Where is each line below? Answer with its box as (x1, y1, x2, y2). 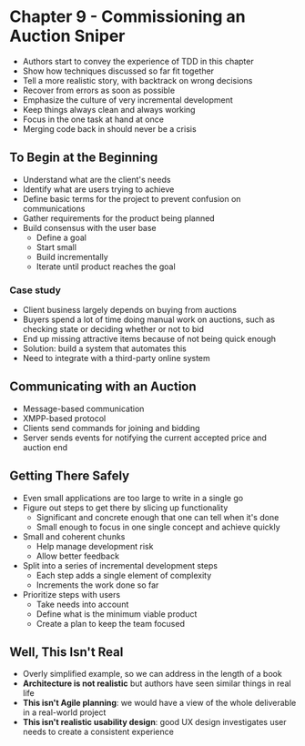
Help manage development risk (36, 540, 154, 551)
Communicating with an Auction (9, 379, 198, 395)
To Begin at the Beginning (9, 150, 158, 166)
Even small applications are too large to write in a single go (22, 492, 244, 503)
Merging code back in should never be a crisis (22, 123, 198, 134)
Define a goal (36, 232, 86, 243)
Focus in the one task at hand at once (22, 114, 164, 125)
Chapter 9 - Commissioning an (9, 6, 246, 27)
